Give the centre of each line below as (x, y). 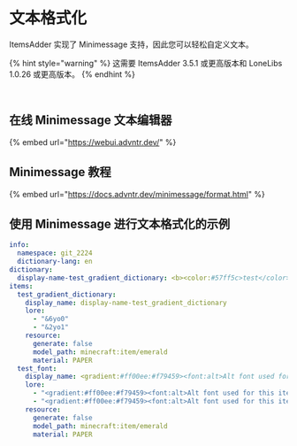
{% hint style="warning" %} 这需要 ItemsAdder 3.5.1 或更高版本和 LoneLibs (146, 63)
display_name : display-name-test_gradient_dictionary (126, 303)
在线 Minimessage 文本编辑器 (91, 120)
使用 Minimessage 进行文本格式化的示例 (120, 223)
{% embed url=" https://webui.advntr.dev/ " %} (93, 142)
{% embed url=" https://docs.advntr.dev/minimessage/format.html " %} (137, 194)
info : (19, 245)
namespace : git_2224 (55, 253)
